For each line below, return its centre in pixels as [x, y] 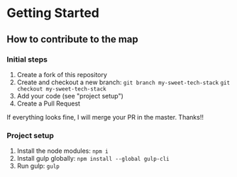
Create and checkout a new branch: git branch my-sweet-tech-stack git [123, 82]
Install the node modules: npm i [62, 151]
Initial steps [27, 59]
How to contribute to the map [73, 39]
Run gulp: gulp [38, 166]
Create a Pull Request [49, 103]
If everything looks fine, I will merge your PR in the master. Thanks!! [105, 117]
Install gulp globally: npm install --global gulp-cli [93, 159]
